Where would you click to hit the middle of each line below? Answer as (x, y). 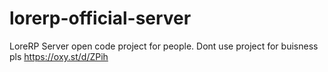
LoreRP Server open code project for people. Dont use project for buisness (164, 46)
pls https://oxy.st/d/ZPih (59, 56)
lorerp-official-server (100, 18)
